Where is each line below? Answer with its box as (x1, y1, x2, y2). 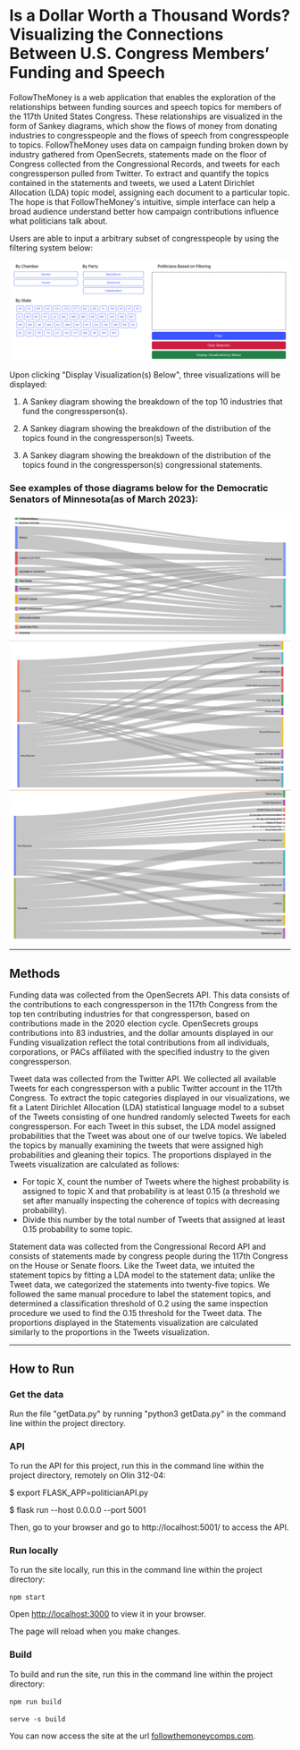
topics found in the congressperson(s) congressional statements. (21, 460, 263, 471)
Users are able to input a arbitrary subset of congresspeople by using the (9, 233, 279, 243)
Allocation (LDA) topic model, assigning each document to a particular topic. (9, 187, 290, 198)
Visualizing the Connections (9, 24, 224, 45)
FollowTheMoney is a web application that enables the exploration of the (9, 91, 277, 103)
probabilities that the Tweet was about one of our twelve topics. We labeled (9, 1131, 287, 1142)
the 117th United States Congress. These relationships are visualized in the (9, 111, 283, 122)
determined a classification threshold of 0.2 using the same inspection (9, 1298, 269, 1309)
